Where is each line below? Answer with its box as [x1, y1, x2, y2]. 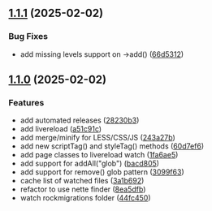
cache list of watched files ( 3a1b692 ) [19, 176, 145, 186]
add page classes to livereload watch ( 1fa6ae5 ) [19, 150, 179, 160]
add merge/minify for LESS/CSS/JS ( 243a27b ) [19, 133, 176, 143]
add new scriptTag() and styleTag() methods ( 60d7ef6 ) [19, 141, 205, 151]
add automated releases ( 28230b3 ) [19, 115, 140, 125]
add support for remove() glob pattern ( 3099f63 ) [19, 167, 184, 177]
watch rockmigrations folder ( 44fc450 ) [19, 193, 151, 203]
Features [8, 97, 45, 108]
